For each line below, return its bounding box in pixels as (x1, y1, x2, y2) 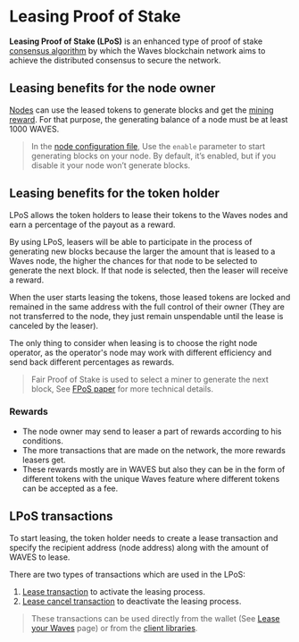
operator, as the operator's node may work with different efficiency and (9, 347, 272, 358)
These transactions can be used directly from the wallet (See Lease (30, 612, 280, 623)
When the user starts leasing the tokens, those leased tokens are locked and (9, 291, 291, 302)
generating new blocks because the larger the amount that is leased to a (9, 246, 276, 257)
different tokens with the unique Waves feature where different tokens (21, 473, 280, 484)
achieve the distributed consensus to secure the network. (9, 55, 221, 65)
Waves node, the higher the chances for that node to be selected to (9, 255, 258, 266)
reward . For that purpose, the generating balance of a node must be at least (9, 114, 288, 124)
